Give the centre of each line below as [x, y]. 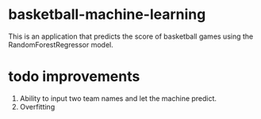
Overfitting [37, 106]
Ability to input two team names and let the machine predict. [118, 98]
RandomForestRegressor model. [61, 44]
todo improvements [74, 77]
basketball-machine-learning [107, 15]
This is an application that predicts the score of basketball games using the [131, 36]
